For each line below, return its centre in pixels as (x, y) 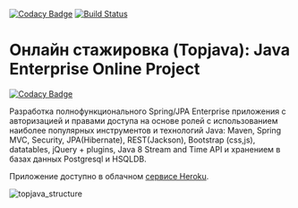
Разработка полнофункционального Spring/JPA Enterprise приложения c (148, 111)
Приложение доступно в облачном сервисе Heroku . (109, 176)
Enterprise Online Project (105, 69)
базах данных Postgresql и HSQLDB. (78, 159)
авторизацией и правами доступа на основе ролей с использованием (144, 120)
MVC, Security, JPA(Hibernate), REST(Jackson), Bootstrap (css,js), (132, 140)
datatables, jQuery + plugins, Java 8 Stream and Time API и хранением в (145, 149)
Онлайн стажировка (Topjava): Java (150, 50)
